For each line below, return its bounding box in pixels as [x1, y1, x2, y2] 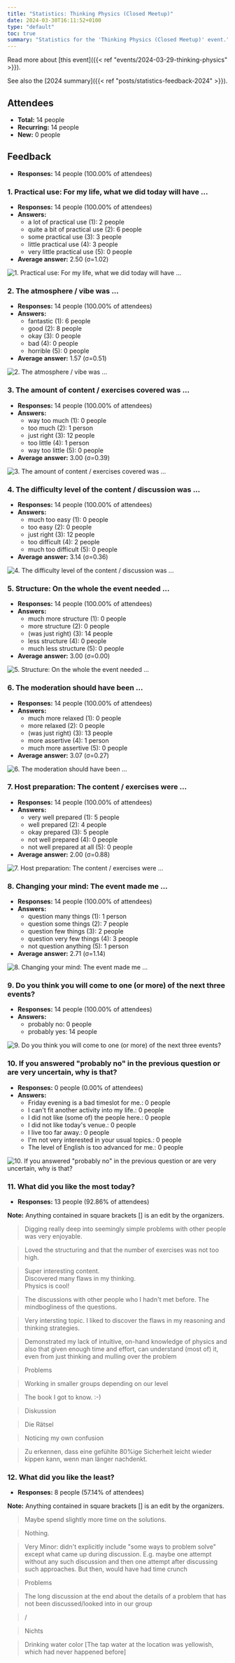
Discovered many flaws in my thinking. [24, 1274, 136, 1283]
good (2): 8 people [27, 324, 83, 333]
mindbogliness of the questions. [24, 1302, 117, 1312]
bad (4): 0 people [27, 339, 78, 348]
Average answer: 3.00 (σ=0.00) [17, 652, 111, 660]
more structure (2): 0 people [27, 622, 110, 631]
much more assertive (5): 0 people [27, 743, 128, 752]
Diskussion [24, 1407, 57, 1415]
